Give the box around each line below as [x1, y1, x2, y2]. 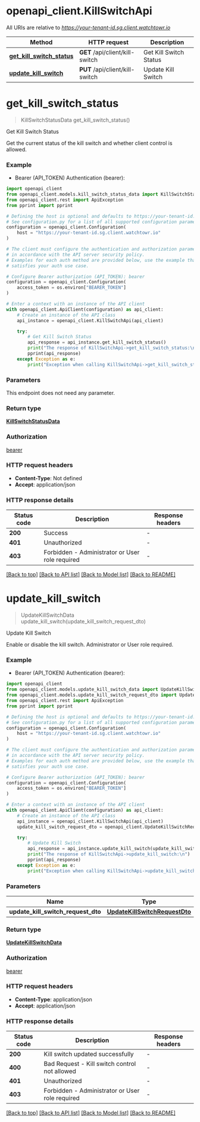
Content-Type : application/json [14, 996, 92, 1003]
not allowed [43, 1067, 76, 1075]
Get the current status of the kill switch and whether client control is [6, 139, 173, 147]
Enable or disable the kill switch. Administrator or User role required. [6, 641, 174, 648]
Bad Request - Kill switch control [43, 1060, 136, 1068]
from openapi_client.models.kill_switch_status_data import [6, 191, 159, 197]
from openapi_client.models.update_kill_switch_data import [6, 687, 159, 693]
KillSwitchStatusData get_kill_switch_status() [20, 116, 130, 123]
